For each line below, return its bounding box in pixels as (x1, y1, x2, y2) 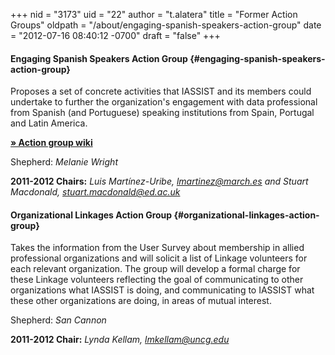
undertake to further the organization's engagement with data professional (10, 96, 318, 108)
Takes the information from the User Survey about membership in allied (10, 242, 305, 254)
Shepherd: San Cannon (10, 314, 107, 326)
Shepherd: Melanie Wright (10, 156, 118, 168)
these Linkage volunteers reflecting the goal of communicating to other (10, 274, 304, 286)
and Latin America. (10, 117, 88, 129)
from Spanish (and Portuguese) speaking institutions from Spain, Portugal (10, 107, 315, 119)
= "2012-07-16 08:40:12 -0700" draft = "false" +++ (10, 30, 221, 41)
